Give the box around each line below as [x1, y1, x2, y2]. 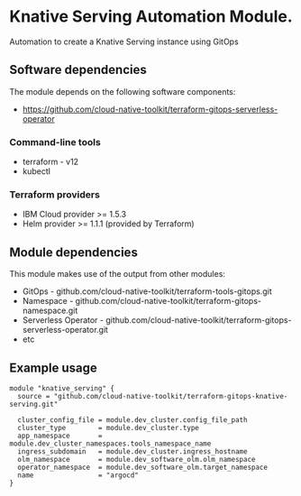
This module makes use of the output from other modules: [9, 269, 225, 280]
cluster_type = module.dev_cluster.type [17, 423, 200, 432]
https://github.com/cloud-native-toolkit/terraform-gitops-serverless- [22, 104, 278, 115]
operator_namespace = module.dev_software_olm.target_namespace [17, 463, 269, 472]
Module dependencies [9, 244, 138, 260]
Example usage [9, 360, 97, 375]
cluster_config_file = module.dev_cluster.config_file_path [17, 415, 248, 425]
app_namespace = [17, 431, 103, 440]
